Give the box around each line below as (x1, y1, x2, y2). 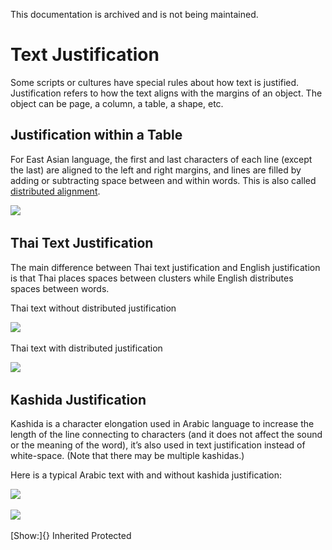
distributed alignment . (10, 185, 101, 197)
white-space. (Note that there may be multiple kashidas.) (10, 450, 245, 462)
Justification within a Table (10, 127, 183, 144)
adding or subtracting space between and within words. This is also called (10, 174, 317, 186)
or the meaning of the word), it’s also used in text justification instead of (10, 439, 306, 451)
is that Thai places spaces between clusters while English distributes (10, 272, 294, 284)
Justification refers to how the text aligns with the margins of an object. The (10, 87, 323, 99)
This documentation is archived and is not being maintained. (10, 9, 259, 20)
